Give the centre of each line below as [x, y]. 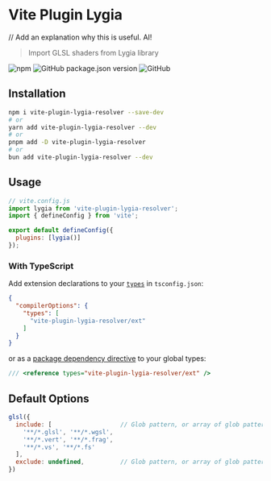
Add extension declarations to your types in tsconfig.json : [106, 284]
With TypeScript [41, 266]
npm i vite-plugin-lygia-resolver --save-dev [86, 112]
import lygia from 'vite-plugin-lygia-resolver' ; [94, 208]
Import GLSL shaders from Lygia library [93, 52]
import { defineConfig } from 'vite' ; [73, 216]
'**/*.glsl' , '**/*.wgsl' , [68, 432]
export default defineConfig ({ [61, 230]
